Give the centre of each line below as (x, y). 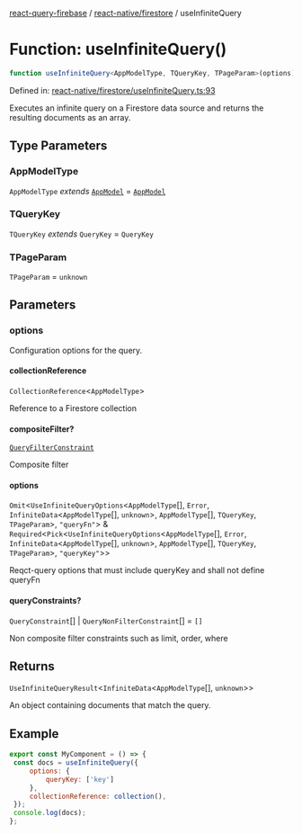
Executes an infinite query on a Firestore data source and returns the (137, 108)
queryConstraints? (45, 600)
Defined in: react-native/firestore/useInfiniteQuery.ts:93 (112, 90)
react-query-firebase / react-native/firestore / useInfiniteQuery (126, 13)
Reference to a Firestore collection (73, 408)
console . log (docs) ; (50, 813)
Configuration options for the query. (76, 350)
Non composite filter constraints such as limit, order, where (119, 638)
